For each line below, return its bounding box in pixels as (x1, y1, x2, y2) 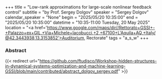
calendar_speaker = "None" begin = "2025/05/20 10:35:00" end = (5, 15, 138, 20)
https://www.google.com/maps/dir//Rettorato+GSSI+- (47, 25, 155, 31)
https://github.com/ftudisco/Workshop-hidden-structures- (39, 58, 157, 64)
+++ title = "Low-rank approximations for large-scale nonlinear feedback (5, 4, 152, 10)
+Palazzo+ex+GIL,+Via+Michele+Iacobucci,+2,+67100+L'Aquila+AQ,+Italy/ (5, 30, 156, 35)
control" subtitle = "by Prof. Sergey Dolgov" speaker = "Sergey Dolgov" (5, 9, 149, 15)
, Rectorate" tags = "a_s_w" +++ (83, 35, 149, 41)
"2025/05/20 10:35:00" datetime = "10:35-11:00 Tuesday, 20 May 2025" (5, 19, 150, 25)
